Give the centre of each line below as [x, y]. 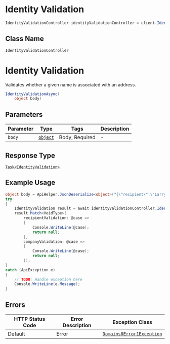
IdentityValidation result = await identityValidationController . [86, 209]
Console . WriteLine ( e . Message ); [47, 284]
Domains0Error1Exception [132, 334]
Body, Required [77, 137]
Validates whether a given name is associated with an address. [71, 84]
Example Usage [30, 183]
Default [16, 334]
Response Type [30, 155]
